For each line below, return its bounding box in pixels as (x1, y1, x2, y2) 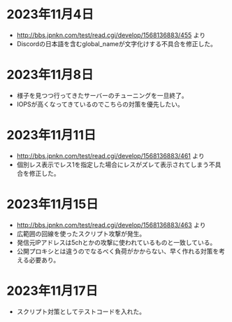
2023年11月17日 (6, 283, 99, 298)
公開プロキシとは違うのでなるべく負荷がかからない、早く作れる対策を (16, 246, 219, 255)
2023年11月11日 (6, 127, 96, 143)
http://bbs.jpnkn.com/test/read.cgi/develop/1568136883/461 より (16, 151, 205, 160)
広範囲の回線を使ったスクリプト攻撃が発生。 (16, 229, 146, 238)
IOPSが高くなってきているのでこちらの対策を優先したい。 (16, 99, 184, 108)
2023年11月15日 (6, 197, 99, 212)
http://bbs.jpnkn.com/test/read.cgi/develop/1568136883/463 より (16, 220, 206, 229)
